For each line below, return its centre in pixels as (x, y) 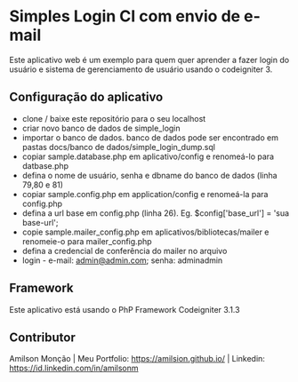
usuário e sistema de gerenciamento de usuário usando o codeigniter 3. (141, 69)
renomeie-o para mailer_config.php (87, 241)
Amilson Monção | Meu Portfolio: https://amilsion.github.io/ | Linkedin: (137, 359)
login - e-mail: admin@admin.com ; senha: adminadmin (122, 260)
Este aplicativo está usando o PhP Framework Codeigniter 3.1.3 (125, 309)
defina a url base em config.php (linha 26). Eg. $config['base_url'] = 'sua (156, 213)
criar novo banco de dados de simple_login (101, 128)
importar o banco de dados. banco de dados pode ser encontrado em (150, 137)
